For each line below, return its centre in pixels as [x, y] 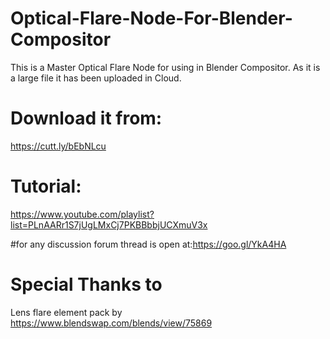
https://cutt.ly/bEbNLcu [58, 146]
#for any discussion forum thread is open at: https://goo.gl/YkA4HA [148, 244]
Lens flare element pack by [66, 312]
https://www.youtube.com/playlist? [82, 214]
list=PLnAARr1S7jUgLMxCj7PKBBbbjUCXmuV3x [109, 224]
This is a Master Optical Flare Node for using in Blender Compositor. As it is [165, 67]
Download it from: [86, 118]
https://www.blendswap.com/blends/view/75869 [111, 323]
